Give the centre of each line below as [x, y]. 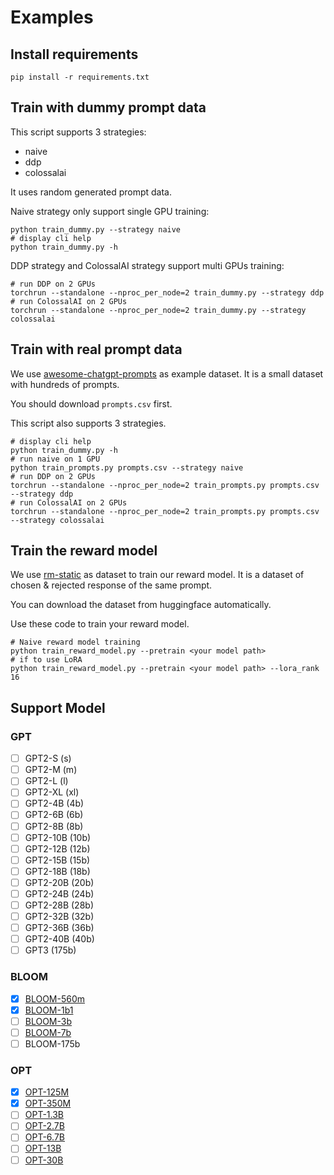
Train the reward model [84, 551]
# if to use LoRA [46, 660]
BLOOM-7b [48, 1032]
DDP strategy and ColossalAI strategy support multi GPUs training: [147, 265]
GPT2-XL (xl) [52, 792]
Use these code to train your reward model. [100, 624]
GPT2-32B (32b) [59, 916]
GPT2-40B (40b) [59, 939]
